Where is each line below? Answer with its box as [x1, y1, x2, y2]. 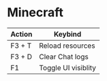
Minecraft [7, 5, 63, 20]
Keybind [53, 29, 82, 39]
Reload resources [38, 41, 95, 50]
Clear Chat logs [38, 52, 89, 61]
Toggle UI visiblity [38, 63, 97, 72]
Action [10, 29, 33, 39]
